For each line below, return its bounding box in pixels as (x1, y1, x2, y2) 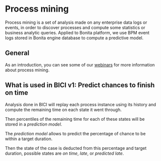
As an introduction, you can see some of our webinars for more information (5, 62, 155, 67)
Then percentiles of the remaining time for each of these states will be (5, 116, 145, 122)
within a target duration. (5, 136, 53, 142)
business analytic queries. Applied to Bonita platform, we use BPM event (5, 30, 150, 35)
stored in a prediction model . (5, 121, 62, 127)
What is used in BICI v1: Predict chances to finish (5, 81, 155, 89)
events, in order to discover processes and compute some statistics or (5, 24, 146, 30)
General (5, 49, 30, 57)
